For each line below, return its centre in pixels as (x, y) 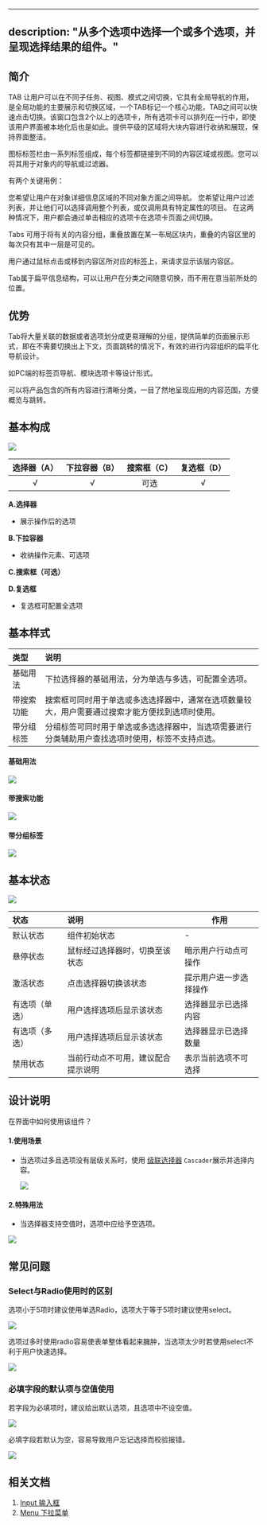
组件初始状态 (91, 936)
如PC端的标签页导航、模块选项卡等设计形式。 (83, 373)
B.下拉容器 (26, 538)
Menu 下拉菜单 (44, 1513)
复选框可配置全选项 (51, 605)
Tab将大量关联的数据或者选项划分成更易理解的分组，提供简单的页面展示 (126, 337)
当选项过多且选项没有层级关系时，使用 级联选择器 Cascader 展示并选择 (133, 1160)
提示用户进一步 (212, 978)
